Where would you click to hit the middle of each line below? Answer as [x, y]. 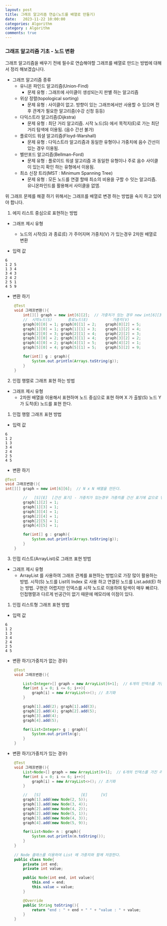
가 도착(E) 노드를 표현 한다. [46, 403]
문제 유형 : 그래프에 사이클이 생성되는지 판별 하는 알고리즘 [83, 92]
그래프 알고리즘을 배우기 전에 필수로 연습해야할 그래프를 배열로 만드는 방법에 [79, 63]
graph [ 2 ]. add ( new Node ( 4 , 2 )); [55, 809]
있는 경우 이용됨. [43, 148]
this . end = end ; [48, 882]
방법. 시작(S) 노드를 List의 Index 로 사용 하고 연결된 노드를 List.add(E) [88, 581]
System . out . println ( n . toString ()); [69, 836]
